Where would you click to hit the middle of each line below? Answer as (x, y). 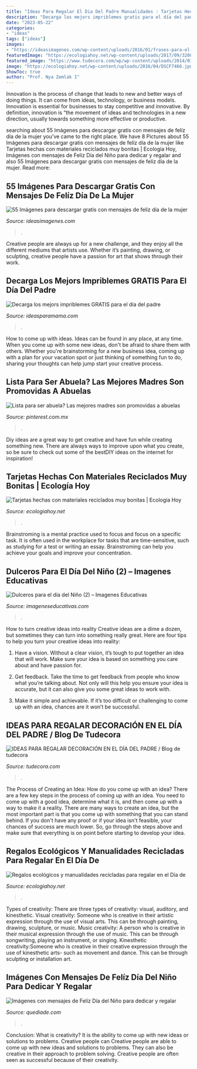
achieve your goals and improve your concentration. (69, 553)
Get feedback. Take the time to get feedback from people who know (97, 677)
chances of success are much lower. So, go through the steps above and (94, 826)
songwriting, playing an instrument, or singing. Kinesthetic (77, 940)
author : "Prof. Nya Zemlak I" (43, 77)
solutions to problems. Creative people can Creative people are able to (91, 1041)
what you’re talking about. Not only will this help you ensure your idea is (101, 683)
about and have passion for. (48, 666)
